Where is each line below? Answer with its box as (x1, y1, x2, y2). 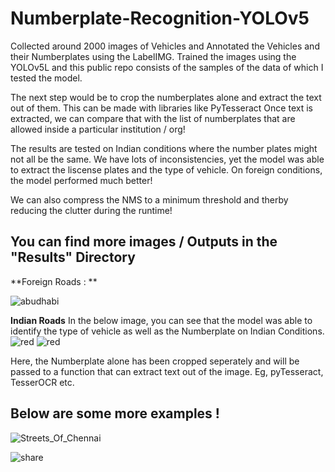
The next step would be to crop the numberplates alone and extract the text (10, 91, 322, 103)
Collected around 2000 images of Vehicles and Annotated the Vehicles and (10, 40, 320, 52)
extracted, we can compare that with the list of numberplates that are (10, 112, 296, 124)
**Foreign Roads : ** (10, 275, 98, 287)
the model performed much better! (10, 174, 153, 186)
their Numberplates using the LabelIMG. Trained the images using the (10, 50, 297, 62)
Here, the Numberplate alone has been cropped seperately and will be (10, 355, 300, 367)
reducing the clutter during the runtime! (10, 204, 173, 216)
